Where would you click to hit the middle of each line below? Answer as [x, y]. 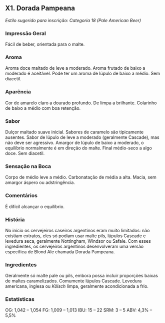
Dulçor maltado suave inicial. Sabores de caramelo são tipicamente [74, 132]
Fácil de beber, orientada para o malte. [45, 44]
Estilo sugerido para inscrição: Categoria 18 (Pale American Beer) [73, 20]
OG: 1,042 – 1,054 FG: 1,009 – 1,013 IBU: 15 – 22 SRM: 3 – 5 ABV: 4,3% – [79, 310]
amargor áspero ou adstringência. [40, 183]
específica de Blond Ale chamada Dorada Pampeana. [60, 252]
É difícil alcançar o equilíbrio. [35, 206]
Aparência [18, 92]
